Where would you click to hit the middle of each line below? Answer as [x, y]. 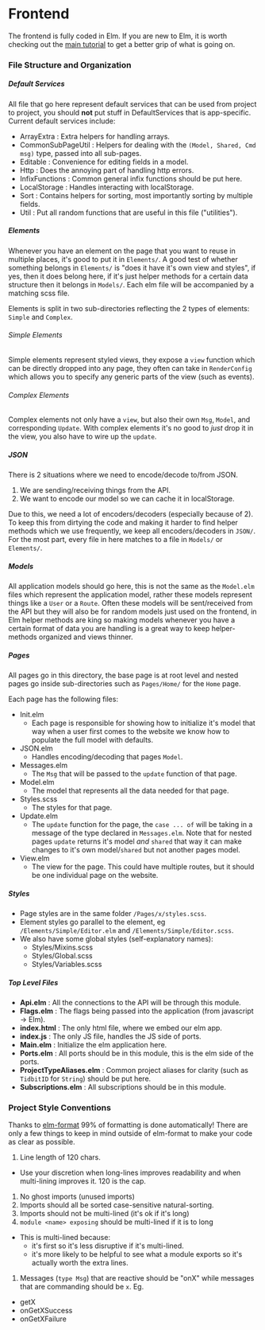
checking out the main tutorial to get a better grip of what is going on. [122, 44]
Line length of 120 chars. [60, 1157]
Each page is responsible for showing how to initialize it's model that [143, 723]
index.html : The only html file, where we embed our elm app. [121, 1028]
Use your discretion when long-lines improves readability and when [130, 1173]
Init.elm [32, 715]
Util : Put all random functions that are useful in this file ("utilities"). [129, 213]
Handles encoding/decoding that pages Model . [107, 757]
